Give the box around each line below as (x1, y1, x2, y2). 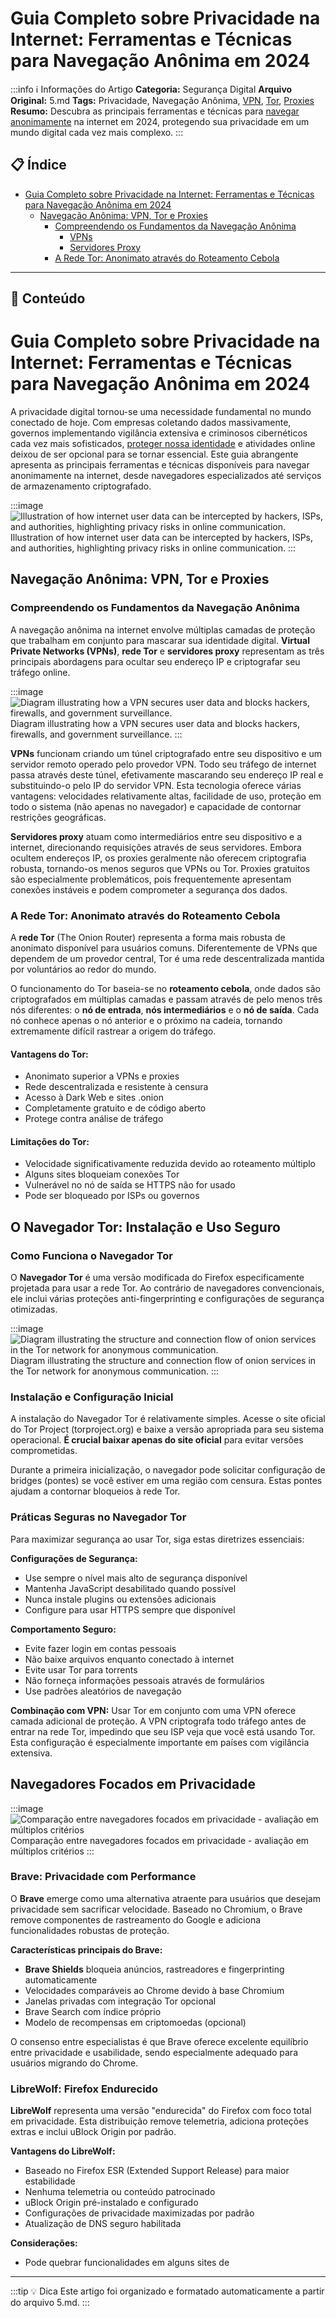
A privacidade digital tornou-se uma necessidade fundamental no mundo (10, 406, 312, 418)
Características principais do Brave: (10, 1943, 163, 1956)
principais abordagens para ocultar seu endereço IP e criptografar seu (10, 655, 301, 667)
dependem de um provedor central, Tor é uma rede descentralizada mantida (10, 953, 325, 965)
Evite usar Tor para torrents (24, 1663, 138, 1676)
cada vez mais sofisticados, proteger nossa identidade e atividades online (10, 438, 316, 450)
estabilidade (24, 2175, 76, 2187)
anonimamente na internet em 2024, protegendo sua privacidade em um (10, 115, 310, 127)
